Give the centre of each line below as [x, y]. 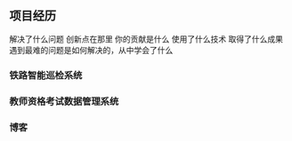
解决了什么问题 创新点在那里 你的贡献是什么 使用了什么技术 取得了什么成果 [146, 39]
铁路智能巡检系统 [46, 75]
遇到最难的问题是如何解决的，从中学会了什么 [91, 50]
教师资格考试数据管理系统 [64, 101]
